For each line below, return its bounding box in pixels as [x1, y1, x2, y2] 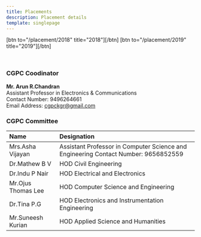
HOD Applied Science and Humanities [59, 217, 166, 225]
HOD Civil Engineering [59, 159, 122, 168]
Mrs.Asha [9, 142, 36, 150]
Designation [59, 132, 95, 141]
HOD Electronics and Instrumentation [59, 196, 164, 204]
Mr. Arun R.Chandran [6, 83, 60, 90]
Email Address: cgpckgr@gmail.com [6, 102, 96, 109]
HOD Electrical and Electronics [59, 169, 145, 177]
